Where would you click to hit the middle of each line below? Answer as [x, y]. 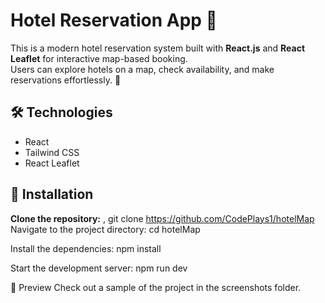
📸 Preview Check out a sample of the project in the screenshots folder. [156, 287]
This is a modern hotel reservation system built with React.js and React [158, 48]
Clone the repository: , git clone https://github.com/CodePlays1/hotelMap [162, 218]
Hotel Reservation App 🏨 [114, 20]
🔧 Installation [52, 194]
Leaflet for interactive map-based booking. [99, 58]
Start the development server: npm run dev [99, 268]
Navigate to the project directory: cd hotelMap [105, 229]
